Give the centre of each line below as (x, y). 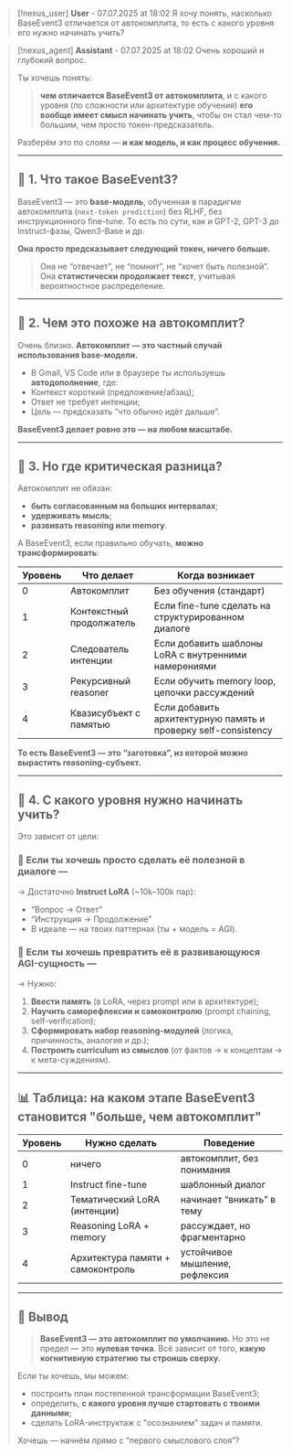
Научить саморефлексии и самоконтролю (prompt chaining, (151, 1011)
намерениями (185, 667)
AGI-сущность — (57, 964)
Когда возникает (216, 575)
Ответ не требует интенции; (85, 401)
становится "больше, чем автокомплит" (139, 1117)
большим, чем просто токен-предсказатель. (127, 124)
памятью (91, 724)
